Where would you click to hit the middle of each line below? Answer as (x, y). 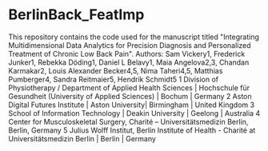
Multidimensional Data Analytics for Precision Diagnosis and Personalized (130, 45)
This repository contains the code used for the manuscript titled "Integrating (134, 37)
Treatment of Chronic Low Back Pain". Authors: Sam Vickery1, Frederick (127, 54)
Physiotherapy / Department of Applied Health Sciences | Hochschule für (129, 87)
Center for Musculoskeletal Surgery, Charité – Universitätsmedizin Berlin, (128, 121)
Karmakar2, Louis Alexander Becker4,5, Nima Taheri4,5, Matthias (116, 70)
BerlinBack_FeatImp (76, 15)
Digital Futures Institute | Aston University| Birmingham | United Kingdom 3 (131, 105)
